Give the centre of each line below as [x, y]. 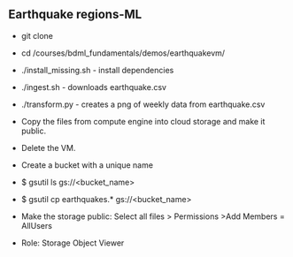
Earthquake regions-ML [75, 15]
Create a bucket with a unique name [87, 165]
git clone [37, 35]
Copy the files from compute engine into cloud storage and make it [143, 121]
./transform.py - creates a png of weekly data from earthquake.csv [143, 104]
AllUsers [36, 225]
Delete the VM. [48, 147]
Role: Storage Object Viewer [73, 243]
